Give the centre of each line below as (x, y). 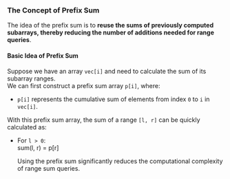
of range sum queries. (49, 168)
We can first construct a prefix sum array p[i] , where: (84, 85)
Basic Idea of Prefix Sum (43, 55)
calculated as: (27, 127)
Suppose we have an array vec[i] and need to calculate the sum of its (107, 71)
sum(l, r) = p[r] (38, 147)
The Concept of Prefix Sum (53, 10)
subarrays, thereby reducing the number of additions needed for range (111, 32)
